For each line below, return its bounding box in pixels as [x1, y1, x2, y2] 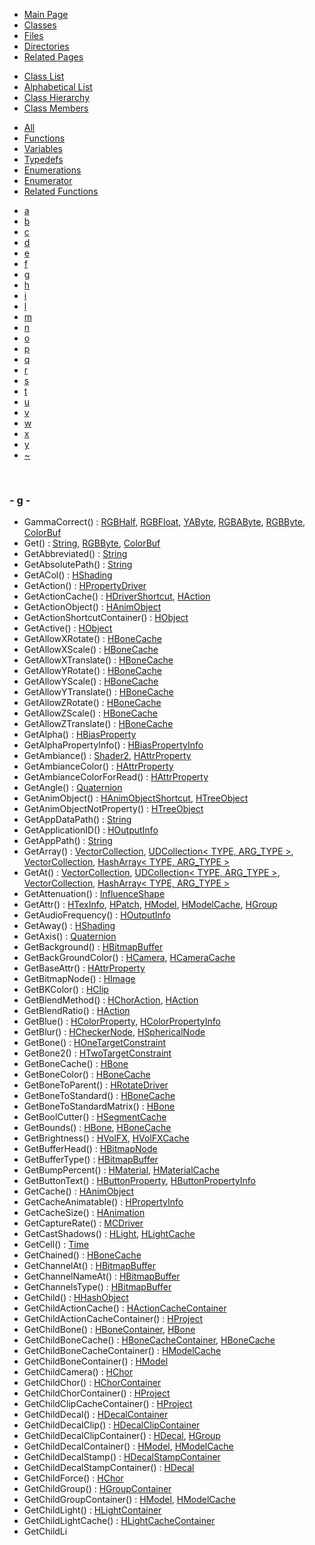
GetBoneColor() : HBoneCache [23, 1069, 151, 1081]
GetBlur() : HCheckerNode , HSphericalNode [23, 1026, 206, 1038]
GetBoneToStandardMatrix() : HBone [23, 1100, 176, 1113]
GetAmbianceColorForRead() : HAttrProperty [23, 771, 209, 783]
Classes [23, 19, 57, 31]
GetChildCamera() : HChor [23, 1366, 134, 1378]
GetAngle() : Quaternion [23, 782, 123, 794]
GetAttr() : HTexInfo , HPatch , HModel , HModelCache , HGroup [23, 899, 278, 911]
